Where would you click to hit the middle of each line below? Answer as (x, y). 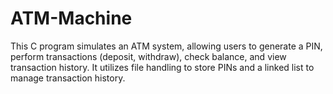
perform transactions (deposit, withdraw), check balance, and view (148, 56)
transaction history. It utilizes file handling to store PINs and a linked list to (162, 67)
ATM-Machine (71, 18)
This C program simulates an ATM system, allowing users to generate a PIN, (166, 46)
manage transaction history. (68, 78)
